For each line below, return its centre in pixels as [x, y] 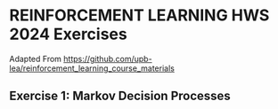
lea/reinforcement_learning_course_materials [92, 68]
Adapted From [36, 58]
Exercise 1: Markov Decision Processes [120, 96]
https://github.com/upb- [108, 58]
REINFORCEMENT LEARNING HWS [139, 16]
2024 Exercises [68, 34]
